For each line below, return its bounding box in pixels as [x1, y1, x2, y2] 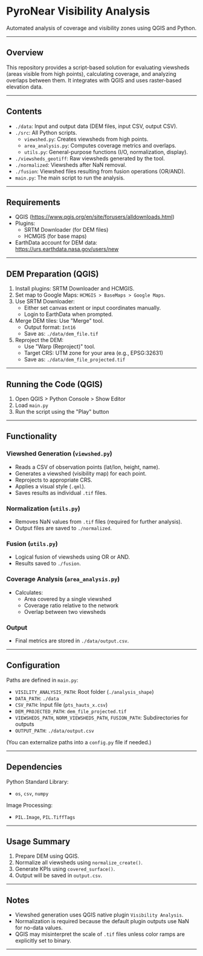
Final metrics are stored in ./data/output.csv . [14, 637, 129, 644]
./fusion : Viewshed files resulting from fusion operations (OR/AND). [14, 167, 185, 175]
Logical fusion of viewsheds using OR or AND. [14, 553, 130, 560]
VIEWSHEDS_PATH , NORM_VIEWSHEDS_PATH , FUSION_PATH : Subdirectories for [14, 714, 188, 721]
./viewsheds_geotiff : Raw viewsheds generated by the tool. [14, 155, 165, 162]
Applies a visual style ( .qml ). [14, 482, 86, 490]
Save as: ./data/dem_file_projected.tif [24, 356, 126, 363]
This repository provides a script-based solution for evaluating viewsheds [6, 64, 190, 71]
